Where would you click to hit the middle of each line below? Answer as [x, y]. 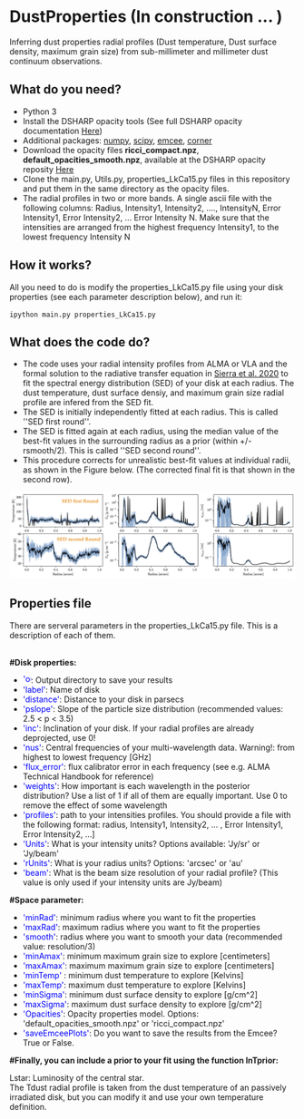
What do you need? [66, 89]
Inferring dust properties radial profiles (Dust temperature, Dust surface [143, 42]
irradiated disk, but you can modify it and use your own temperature [137, 1097]
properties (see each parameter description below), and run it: [126, 297]
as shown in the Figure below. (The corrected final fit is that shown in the [159, 470]
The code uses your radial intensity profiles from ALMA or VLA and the [155, 364]
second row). [47, 480]
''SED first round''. [57, 422]
